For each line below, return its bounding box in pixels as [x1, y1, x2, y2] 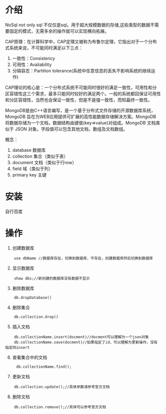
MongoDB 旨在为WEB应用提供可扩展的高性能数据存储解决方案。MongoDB [5, 114, 157, 119]
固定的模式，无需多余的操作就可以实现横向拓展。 [9, 28, 109, 34]
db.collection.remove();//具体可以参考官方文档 [14, 405, 106, 410]
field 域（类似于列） [12, 166, 53, 172]
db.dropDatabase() [14, 295, 52, 300]
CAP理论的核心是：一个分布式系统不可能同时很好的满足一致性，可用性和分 [5, 84, 157, 90]
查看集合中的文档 [12, 354, 47, 360]
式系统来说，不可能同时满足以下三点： [5, 45, 83, 51]
